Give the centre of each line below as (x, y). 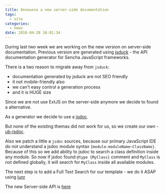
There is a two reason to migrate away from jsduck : (57, 67)
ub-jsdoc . (15, 131)
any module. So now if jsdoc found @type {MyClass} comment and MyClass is (82, 157)
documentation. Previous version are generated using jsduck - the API (76, 52)
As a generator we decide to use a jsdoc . (47, 117)
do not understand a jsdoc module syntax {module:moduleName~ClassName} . (81, 146)
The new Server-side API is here (38, 187)
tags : (11, 14)
